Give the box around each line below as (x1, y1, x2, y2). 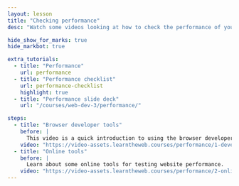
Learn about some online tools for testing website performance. (26, 161, 224, 168)
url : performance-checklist (20, 82, 103, 89)
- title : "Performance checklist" (14, 75, 116, 82)
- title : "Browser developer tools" (14, 121, 122, 128)
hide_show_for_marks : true (7, 36, 87, 43)
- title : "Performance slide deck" (14, 95, 119, 103)
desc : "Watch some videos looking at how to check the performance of (7, 23, 221, 31)
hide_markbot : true (7, 43, 65, 50)
